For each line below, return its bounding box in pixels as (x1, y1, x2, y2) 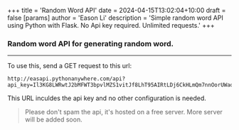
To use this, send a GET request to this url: (7, 62, 132, 70)
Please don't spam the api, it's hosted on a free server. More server (24, 108, 223, 117)
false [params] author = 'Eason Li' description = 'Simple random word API (7, 13, 224, 22)
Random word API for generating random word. (7, 38, 174, 48)
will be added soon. (24, 115, 83, 124)
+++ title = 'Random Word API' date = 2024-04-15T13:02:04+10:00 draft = (7, 6, 226, 14)
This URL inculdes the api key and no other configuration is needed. (7, 94, 206, 102)
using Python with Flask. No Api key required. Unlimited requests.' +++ (7, 21, 215, 29)
